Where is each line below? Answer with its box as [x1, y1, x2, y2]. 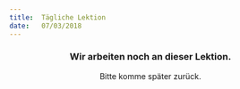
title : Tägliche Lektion [9, 12, 106, 22]
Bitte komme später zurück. [99, 70, 201, 81]
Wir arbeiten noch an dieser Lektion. [69, 51, 232, 63]
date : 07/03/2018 [9, 21, 82, 30]
